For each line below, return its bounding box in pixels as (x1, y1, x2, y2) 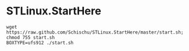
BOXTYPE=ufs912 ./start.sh (6, 40, 74, 46)
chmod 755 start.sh (6, 34, 55, 40)
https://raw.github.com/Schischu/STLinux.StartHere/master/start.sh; (6, 29, 184, 35)
